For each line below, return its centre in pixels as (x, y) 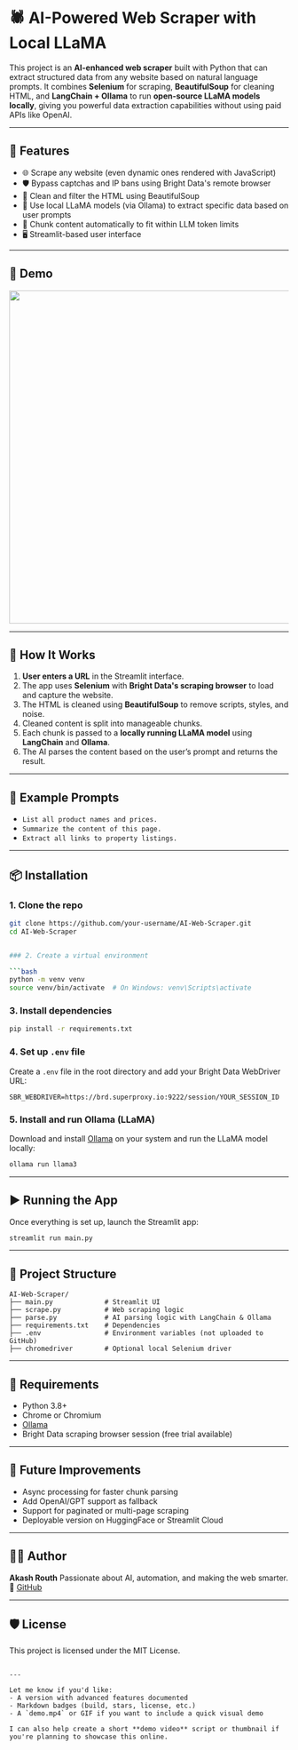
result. (34, 761)
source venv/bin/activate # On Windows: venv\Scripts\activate (130, 988)
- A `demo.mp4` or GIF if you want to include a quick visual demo (137, 1713)
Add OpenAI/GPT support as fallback (90, 1501)
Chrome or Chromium (62, 1415)
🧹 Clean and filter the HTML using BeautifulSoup (110, 195)
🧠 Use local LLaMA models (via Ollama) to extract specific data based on (155, 205)
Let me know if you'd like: (61, 1690)
